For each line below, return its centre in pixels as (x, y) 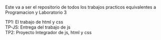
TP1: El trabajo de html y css (34, 22)
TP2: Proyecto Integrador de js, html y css (48, 32)
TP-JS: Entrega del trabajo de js (38, 27)
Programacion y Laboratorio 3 (36, 12)
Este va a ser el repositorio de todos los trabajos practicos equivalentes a (81, 7)
